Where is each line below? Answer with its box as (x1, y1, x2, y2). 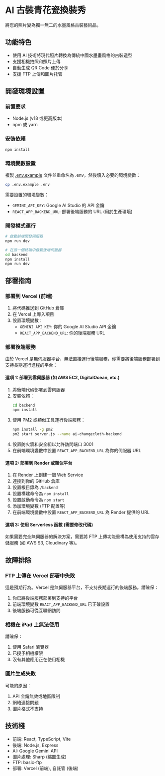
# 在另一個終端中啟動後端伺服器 (5, 248, 62, 253)
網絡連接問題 (12, 699, 39, 705)
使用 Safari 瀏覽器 (12, 644, 49, 650)
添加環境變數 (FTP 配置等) (12, 503, 66, 509)
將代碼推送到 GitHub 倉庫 (12, 305, 65, 311)
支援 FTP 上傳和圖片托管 (12, 71, 63, 77)
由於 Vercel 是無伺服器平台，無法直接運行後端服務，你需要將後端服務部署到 (5, 356, 160, 362)
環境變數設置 (5, 160, 36, 167)
